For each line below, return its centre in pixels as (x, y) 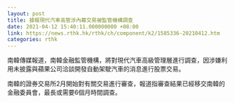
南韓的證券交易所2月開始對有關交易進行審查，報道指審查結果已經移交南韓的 (116, 84)
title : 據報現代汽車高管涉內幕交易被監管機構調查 (70, 20)
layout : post (26, 14)
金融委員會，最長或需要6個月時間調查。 (64, 93)
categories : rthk (32, 40)
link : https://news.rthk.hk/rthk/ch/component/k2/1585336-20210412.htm (114, 33)
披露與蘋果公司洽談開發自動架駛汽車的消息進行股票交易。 (102, 69)
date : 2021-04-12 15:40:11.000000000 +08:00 (73, 26)
